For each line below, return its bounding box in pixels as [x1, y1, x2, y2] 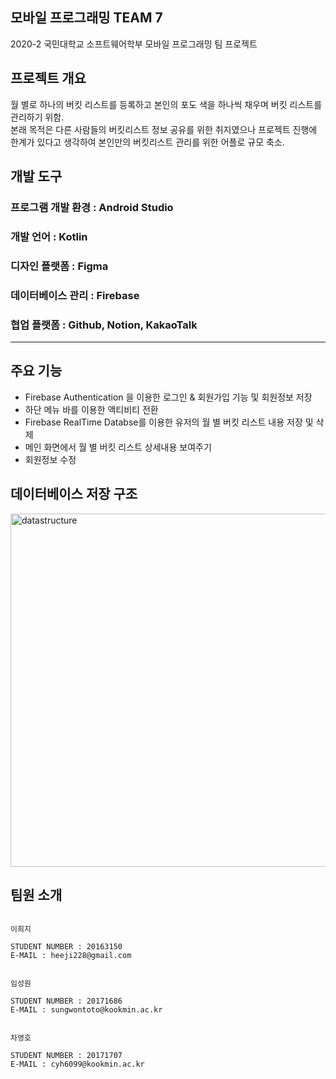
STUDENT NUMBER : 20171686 [10, 996, 123, 1007]
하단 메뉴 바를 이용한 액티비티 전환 [24, 403, 159, 415]
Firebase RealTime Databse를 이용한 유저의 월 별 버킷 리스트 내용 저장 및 [24, 416, 314, 428]
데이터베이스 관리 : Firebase [10, 288, 140, 302]
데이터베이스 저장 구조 [10, 486, 138, 503]
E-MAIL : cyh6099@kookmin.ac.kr [10, 1059, 145, 1070]
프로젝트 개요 [10, 70, 87, 87]
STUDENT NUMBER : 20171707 [10, 1051, 123, 1061]
